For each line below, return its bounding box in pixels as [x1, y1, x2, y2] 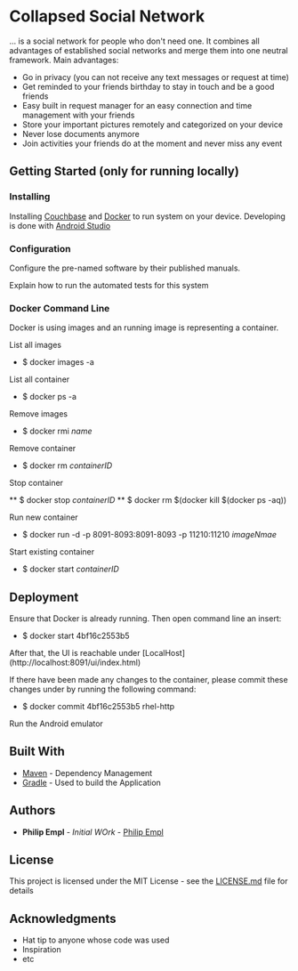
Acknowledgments [9, 910, 117, 926]
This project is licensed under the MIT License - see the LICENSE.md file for [9, 876, 288, 886]
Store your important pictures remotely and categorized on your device [21, 118, 283, 130]
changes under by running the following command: [9, 684, 197, 695]
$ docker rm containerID [21, 460, 113, 471]
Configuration [9, 242, 71, 255]
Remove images [9, 409, 68, 419]
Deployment [9, 589, 79, 604]
